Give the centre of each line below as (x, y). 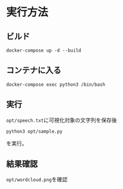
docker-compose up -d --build (44, 50)
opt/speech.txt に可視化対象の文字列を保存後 (62, 120)
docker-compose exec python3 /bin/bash (56, 85)
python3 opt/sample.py (34, 131)
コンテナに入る (34, 70)
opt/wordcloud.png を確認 (37, 179)
